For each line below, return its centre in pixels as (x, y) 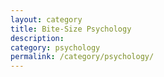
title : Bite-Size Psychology (71, 29)
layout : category (46, 19)
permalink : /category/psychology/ (82, 57)
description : (37, 38)
